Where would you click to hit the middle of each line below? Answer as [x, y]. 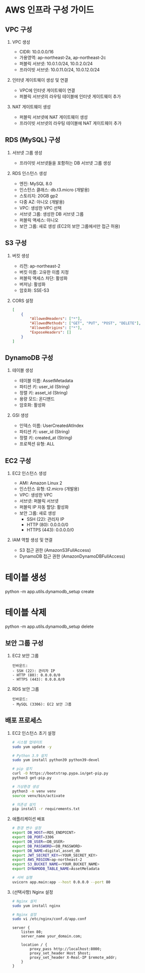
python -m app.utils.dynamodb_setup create [50, 592]
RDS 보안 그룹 [26, 689]
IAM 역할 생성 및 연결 [32, 540]
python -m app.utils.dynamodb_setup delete [49, 627]
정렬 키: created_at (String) [46, 438]
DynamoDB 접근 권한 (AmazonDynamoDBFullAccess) [72, 556]
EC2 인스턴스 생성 [29, 473]
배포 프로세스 [24, 720]
